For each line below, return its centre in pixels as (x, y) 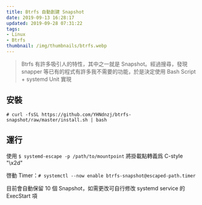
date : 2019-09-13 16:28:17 (40, 18)
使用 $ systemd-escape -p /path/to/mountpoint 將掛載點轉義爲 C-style (95, 156)
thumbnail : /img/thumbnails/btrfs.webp (57, 46)
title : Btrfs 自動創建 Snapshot (45, 12)
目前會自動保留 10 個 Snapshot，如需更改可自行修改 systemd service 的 (96, 188)
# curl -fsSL (23, 114)
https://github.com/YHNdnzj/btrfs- (86, 114)
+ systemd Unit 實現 (46, 79)
